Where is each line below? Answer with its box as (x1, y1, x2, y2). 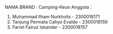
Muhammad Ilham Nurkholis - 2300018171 (12, 14, 100, 19)
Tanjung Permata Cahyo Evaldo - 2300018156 (12, 19, 108, 25)
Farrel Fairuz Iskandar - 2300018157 (12, 24, 88, 30)
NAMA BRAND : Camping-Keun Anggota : (5, 4, 92, 10)
